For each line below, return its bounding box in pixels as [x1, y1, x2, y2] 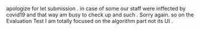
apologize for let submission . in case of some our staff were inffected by [6, 5, 186, 12]
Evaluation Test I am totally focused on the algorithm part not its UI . [6, 18, 173, 24]
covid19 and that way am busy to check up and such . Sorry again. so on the [6, 11, 194, 18]
